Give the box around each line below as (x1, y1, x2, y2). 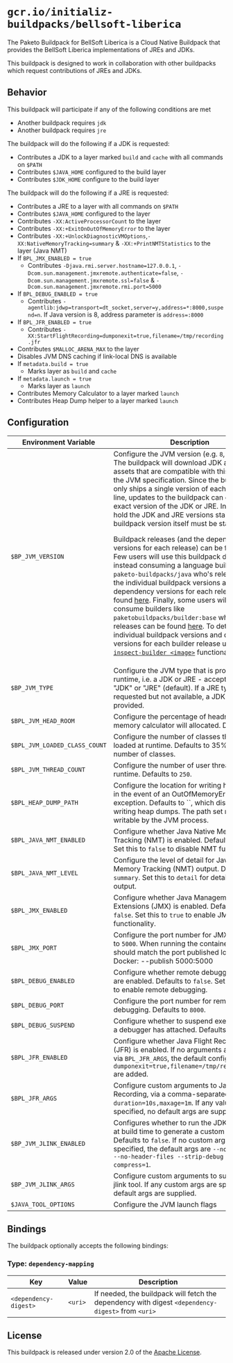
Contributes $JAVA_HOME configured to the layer (17, 209, 151, 218)
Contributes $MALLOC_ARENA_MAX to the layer (17, 344, 140, 353)
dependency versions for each (113, 587, 213, 596)
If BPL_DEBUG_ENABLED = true (17, 289, 98, 298)
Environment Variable (21, 437, 96, 447)
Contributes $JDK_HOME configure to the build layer (17, 175, 159, 183)
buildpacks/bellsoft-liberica (7, 18, 182, 31)
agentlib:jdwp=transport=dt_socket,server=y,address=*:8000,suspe (27, 304, 224, 311)
